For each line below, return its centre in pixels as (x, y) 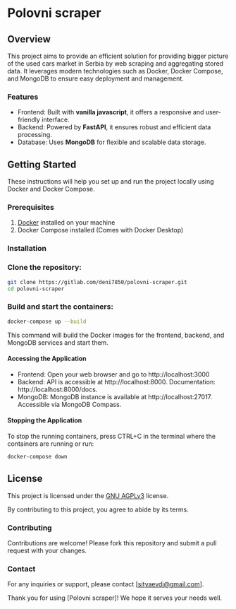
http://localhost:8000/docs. (57, 389)
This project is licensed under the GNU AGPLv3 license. (88, 495)
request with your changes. (47, 550)
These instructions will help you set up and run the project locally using (111, 182)
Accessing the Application (47, 359)
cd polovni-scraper (36, 289)
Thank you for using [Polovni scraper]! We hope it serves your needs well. (115, 598)
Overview (29, 39)
